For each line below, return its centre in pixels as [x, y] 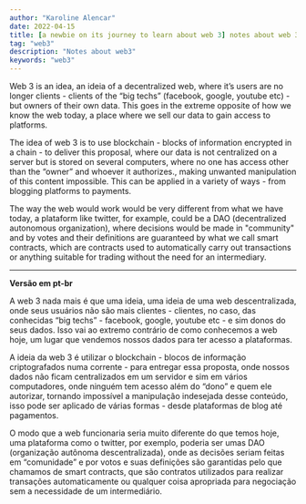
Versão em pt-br [41, 283]
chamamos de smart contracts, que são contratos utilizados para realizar [147, 472]
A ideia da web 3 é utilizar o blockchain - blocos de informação [128, 357]
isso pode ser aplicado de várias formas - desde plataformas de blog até [146, 406]
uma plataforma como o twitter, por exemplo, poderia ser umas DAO [138, 442]
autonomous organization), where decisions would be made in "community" [152, 228]
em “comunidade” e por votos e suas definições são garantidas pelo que [146, 462]
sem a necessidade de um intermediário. [86, 491]
